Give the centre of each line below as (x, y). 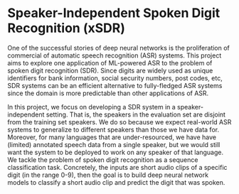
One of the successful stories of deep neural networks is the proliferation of (118, 48)
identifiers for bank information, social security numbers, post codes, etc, (115, 78)
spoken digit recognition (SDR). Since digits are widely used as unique (110, 70)
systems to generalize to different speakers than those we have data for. (113, 129)
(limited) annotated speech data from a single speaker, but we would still (114, 144)
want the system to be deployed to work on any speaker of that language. (116, 152)
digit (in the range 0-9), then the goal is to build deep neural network (108, 175)
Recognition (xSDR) (67, 28)
